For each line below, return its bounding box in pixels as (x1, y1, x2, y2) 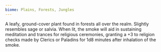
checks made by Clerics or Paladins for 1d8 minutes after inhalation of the (5, 37, 157, 43)
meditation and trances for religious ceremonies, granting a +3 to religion (5, 31, 155, 37)
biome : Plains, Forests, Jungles (5, 7, 75, 12)
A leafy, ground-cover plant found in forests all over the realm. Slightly (5, 21, 149, 27)
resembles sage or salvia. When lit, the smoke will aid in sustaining (5, 26, 142, 32)
